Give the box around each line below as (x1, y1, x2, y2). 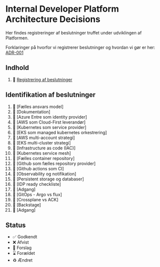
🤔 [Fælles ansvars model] (12, 104, 64, 109)
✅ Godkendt (12, 234, 38, 240)
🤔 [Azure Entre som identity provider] (12, 114, 87, 120)
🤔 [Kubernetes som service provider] (12, 124, 87, 130)
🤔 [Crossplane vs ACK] (12, 196, 59, 202)
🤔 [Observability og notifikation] (12, 171, 77, 177)
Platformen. (5, 35, 29, 41)
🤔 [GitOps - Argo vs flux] (12, 191, 62, 197)
